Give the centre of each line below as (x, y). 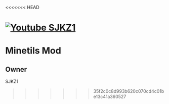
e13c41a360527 (110, 97)
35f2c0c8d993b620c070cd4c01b (129, 91)
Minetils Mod (33, 51)
